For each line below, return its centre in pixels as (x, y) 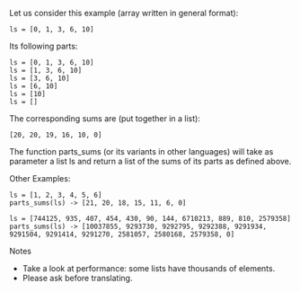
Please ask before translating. (77, 278)
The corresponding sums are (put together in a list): (105, 119)
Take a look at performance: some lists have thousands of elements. (149, 268)
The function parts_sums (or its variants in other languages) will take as (141, 151)
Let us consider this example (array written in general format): (124, 13)
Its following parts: (44, 46)
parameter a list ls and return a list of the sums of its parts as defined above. (150, 161)
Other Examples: (40, 178)
